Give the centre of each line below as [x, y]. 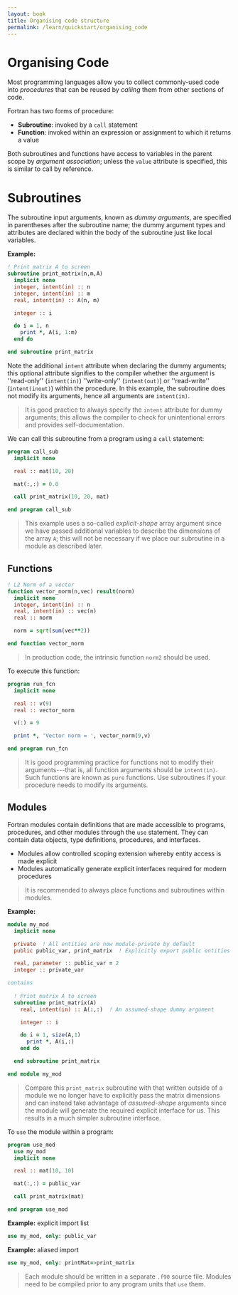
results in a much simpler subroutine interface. [93, 1118]
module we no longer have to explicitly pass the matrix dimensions [122, 1095]
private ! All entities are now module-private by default [104, 944]
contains [20, 983]
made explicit [37, 861]
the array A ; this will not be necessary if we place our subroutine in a [125, 539]
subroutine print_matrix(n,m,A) [55, 274]
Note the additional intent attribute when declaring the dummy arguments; [117, 365]
